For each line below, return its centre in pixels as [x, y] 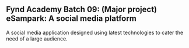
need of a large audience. [37, 38]
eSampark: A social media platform [71, 19]
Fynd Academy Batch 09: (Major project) [82, 10]
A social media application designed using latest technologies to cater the [95, 32]
